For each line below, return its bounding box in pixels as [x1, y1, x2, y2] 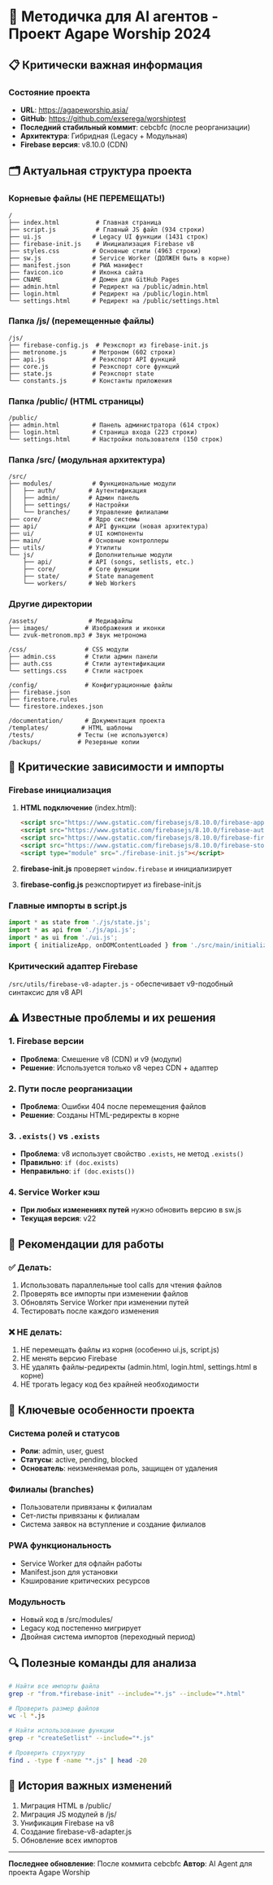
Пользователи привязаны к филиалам [19, 1502, 153, 1512]
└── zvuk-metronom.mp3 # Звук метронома [8, 631, 148, 639]
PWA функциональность [8, 1540, 112, 1551]
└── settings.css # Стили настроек [8, 667, 144, 675]
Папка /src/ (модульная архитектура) [8, 454, 166, 466]
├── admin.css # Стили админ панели [8, 652, 158, 660]
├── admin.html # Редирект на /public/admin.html [8, 283, 209, 291]
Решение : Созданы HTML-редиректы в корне [19, 1110, 180, 1120]
